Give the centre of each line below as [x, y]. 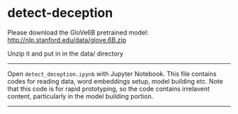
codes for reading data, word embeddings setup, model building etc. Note [115, 81]
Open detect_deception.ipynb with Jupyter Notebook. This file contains [112, 74]
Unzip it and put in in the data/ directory [66, 53]
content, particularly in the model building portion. [80, 96]
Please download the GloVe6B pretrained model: [78, 32]
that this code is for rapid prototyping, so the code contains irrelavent [109, 89]
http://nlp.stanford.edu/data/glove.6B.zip [67, 39]
